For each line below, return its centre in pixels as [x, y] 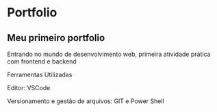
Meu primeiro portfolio [56, 38]
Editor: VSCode [29, 88]
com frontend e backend [42, 61]
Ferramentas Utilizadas [40, 74]
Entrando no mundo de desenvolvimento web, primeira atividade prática [109, 54]
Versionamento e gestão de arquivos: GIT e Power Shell [86, 101]
